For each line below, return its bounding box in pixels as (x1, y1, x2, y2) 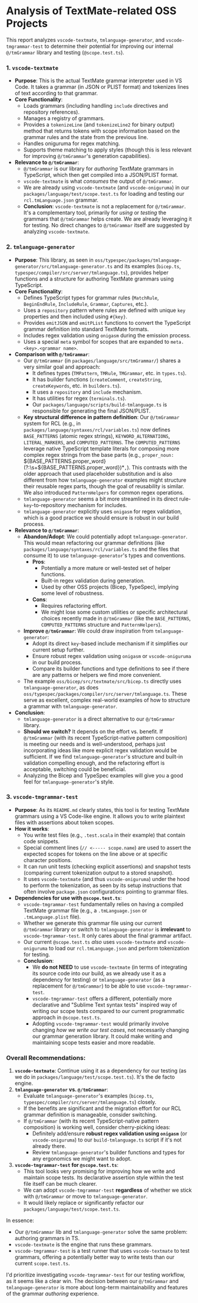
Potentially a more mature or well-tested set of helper (41, 564, 171, 572)
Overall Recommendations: (6, 1053, 86, 1062)
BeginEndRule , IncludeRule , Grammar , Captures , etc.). (23, 300, 148, 307)
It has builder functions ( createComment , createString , (32, 376, 162, 383)
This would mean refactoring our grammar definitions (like (23, 539, 165, 546)
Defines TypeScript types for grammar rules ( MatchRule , (23, 294, 159, 301)
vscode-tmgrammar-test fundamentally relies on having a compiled (23, 901, 184, 908)
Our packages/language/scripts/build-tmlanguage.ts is (32, 401, 167, 408)
